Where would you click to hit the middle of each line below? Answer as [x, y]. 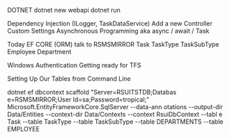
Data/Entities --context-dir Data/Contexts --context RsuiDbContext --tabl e [115, 114]
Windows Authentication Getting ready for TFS [74, 65]
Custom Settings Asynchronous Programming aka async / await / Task [108, 31]
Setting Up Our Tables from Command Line [69, 79]
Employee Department [39, 52]
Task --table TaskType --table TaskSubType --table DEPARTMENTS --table [115, 122]
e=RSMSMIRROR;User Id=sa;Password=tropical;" [78, 99]
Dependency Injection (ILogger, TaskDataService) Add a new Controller [110, 23]
